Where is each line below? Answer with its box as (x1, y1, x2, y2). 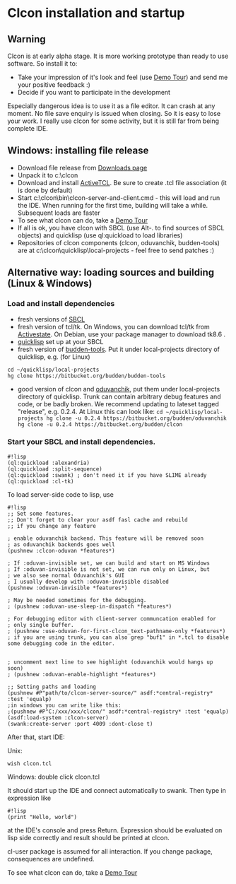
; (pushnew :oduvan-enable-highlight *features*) (7, 671, 157, 678)
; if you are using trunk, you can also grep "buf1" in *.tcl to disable (7, 634, 230, 641)
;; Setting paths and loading (7, 683, 97, 690)
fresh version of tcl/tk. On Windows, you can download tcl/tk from (17, 322, 210, 331)
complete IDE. (7, 124, 48, 132)
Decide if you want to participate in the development (17, 88, 171, 96)
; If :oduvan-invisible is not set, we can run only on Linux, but (7, 565, 211, 573)
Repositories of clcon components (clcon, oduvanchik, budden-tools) (17, 238, 220, 247)
